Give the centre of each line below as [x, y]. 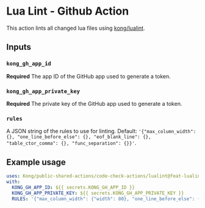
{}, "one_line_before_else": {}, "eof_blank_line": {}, [79, 137]
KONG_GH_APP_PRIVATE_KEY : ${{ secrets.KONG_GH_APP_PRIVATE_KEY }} [98, 193]
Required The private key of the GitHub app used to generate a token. [94, 103]
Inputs [19, 47]
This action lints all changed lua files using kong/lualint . [76, 28]
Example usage [36, 162]
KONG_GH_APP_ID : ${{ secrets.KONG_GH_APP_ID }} [74, 187]
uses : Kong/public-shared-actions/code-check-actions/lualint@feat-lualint [105, 176]
